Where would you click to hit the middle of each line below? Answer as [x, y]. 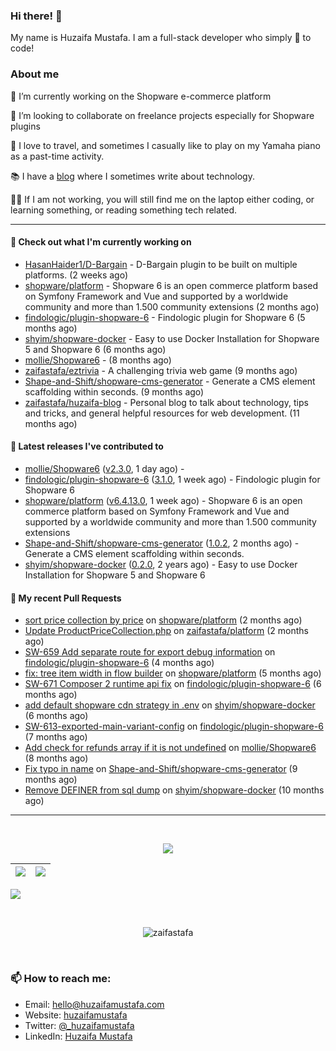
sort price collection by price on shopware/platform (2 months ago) [163, 620]
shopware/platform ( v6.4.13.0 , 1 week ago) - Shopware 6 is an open [163, 500]
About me [35, 74]
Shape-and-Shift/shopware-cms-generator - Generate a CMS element [170, 381]
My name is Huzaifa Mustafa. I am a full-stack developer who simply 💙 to [161, 38]
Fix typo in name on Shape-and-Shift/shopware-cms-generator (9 [161, 769]
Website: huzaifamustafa [76, 1015]
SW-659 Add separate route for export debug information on [150, 652]
